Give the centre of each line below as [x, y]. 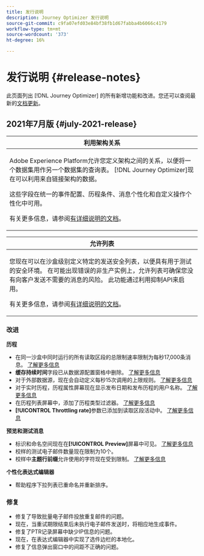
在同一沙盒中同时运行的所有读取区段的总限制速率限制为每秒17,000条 [100, 357]
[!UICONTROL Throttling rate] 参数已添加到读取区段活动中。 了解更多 [101, 411]
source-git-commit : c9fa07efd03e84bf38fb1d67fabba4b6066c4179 [87, 23]
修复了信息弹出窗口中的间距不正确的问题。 [68, 547]
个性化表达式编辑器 [30, 472]
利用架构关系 [102, 142]
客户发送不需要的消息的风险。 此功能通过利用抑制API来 [100, 279]
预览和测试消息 [25, 431]
